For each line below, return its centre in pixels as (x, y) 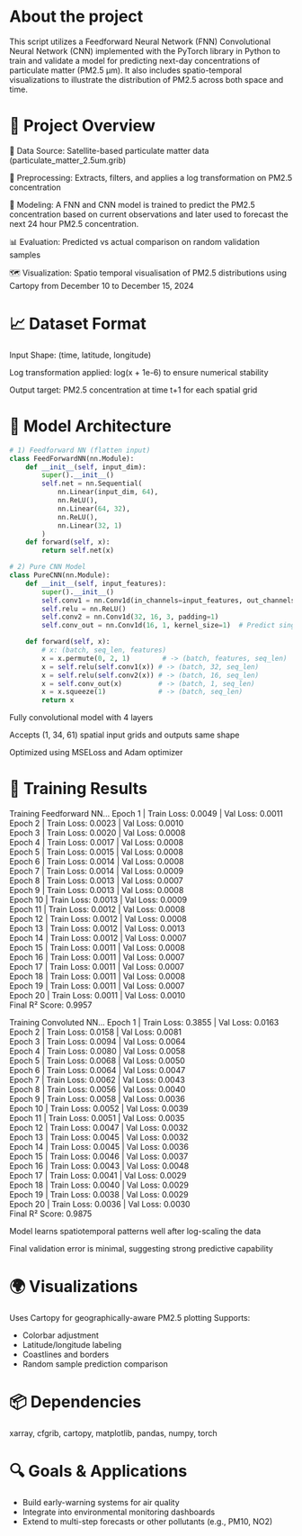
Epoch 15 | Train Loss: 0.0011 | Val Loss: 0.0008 (98, 948)
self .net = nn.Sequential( (92, 483)
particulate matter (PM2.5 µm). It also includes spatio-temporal (126, 70)
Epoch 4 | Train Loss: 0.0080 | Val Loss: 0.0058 (98, 1052)
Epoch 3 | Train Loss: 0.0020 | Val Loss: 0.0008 (98, 833)
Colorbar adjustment (60, 1335)
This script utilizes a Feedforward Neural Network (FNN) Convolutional (140, 41)
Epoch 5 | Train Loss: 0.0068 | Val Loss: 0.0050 (98, 1061)
